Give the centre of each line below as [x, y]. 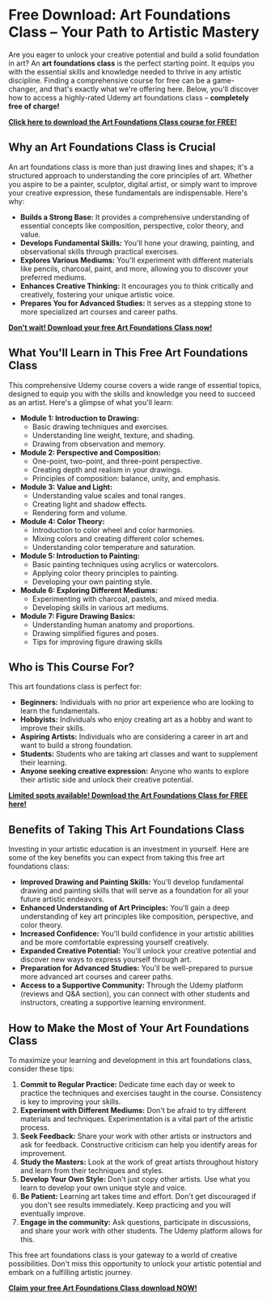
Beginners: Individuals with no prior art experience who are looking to [137, 702]
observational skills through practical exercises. [100, 251]
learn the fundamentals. [60, 711]
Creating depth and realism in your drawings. [108, 469]
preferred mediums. [53, 277]
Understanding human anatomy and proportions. [113, 625]
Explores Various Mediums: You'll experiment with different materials [136, 260]
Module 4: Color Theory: [62, 521]
